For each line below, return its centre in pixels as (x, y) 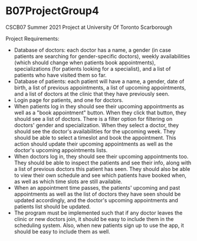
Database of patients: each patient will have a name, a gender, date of (99, 81)
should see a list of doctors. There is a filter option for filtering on (93, 118)
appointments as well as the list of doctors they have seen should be (97, 194)
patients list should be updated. (52, 206)
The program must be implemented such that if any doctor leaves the (98, 213)
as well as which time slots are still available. (68, 181)
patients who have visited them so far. (60, 75)
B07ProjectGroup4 (52, 11)
